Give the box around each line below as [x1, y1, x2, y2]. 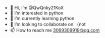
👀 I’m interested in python [10, 10, 64, 16]
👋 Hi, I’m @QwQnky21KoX [10, 5, 64, 10]
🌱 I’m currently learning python [10, 15, 75, 21]
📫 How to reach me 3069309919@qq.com [10, 27, 100, 33]
